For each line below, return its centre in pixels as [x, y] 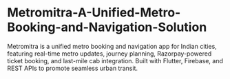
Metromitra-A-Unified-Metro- [94, 13]
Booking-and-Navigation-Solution [107, 27]
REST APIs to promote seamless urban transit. [72, 68]
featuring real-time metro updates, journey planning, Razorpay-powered [109, 54]
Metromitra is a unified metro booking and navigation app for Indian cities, [112, 46]
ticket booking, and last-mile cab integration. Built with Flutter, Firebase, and [115, 60]
